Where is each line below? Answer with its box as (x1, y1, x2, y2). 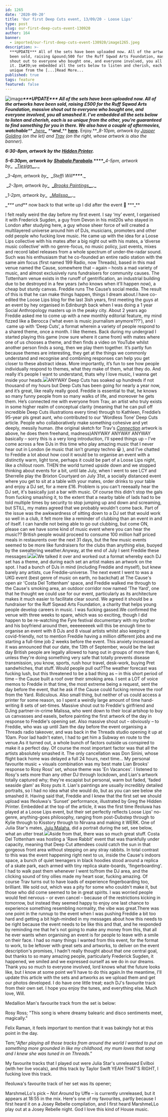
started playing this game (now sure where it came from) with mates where (5, 334, 160, 340)
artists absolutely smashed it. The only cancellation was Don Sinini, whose (5, 750, 158, 756)
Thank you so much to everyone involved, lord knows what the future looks (5, 964, 160, 970)
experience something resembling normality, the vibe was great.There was (5, 905, 159, 911)
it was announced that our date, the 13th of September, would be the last (5, 644, 155, 650)
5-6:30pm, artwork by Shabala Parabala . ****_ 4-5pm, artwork (5, 157, 138, 163)
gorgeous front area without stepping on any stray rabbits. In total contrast (5, 847, 159, 853)
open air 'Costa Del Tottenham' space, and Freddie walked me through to (5, 580, 156, 586)
